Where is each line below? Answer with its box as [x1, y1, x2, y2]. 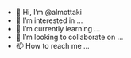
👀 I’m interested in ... [15, 16, 83, 25]
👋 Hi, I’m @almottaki [15, 8, 82, 16]
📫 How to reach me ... [15, 42, 90, 50]
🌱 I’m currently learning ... [15, 24, 101, 33]
